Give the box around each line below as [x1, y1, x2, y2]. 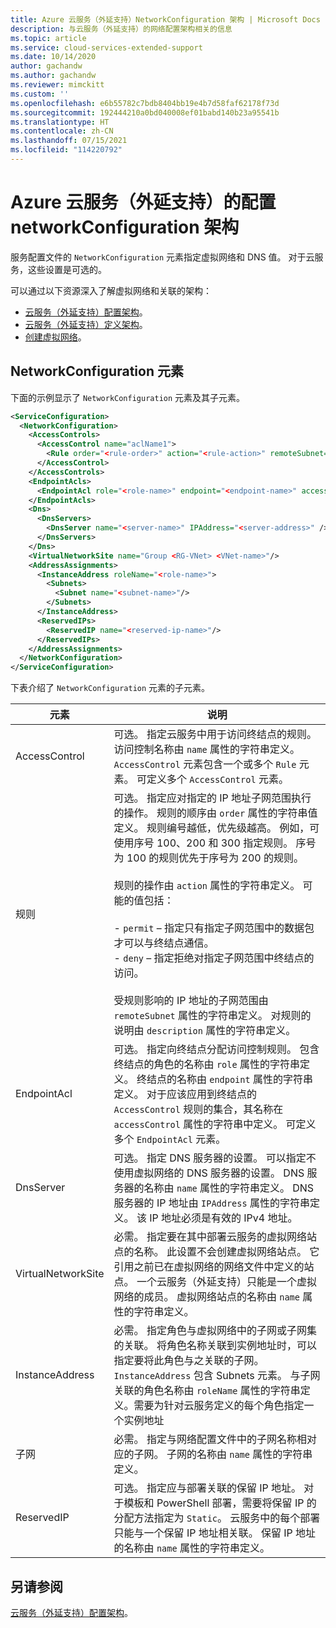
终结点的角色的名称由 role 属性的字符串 [113, 1057, 300, 1071]
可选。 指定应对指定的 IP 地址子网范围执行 [113, 791, 312, 805]
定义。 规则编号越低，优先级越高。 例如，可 [113, 821, 320, 835]
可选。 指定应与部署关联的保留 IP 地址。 [113, 1481, 302, 1495]
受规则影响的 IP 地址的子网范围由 [113, 994, 269, 1008]
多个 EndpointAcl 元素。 [113, 1132, 227, 1146]
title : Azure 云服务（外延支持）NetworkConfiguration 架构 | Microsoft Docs [10, 14, 321, 25]
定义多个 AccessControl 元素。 [146, 772, 289, 786]
